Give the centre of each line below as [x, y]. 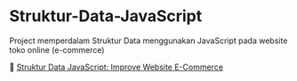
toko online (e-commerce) [57, 49]
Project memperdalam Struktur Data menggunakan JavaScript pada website [148, 40]
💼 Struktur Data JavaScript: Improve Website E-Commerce [116, 67]
